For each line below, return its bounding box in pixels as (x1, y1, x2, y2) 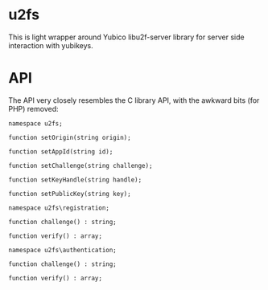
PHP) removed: (8, 104, 59, 113)
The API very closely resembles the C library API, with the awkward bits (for (8, 95, 260, 105)
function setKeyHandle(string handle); (8, 175, 142, 184)
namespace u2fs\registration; (8, 203, 110, 212)
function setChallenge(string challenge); (8, 161, 153, 170)
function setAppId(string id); (8, 147, 113, 156)
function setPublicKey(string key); (8, 190, 131, 198)
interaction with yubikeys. (8, 40, 94, 50)
